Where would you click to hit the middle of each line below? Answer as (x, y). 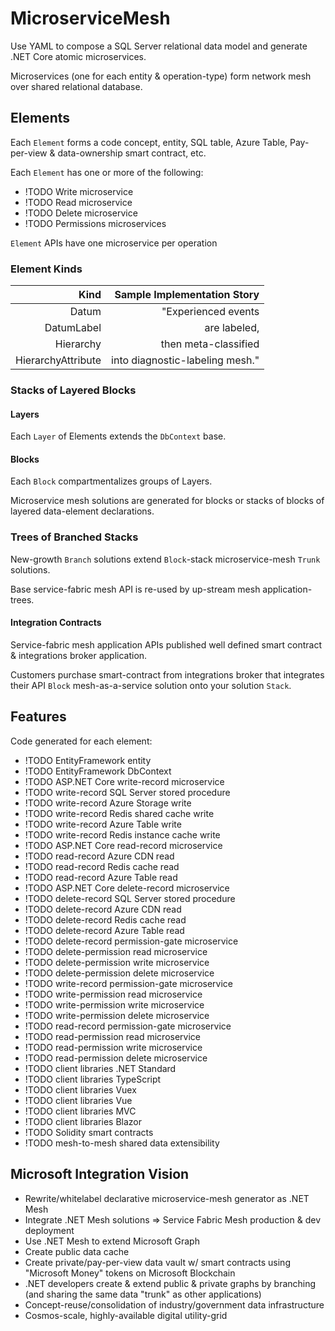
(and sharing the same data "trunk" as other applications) (143, 1294)
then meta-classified (210, 344)
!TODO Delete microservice (81, 213)
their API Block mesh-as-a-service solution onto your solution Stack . (151, 685)
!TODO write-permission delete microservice (117, 1015)
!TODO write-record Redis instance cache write (122, 834)
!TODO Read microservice (78, 202)
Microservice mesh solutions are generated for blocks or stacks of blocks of (167, 501)
